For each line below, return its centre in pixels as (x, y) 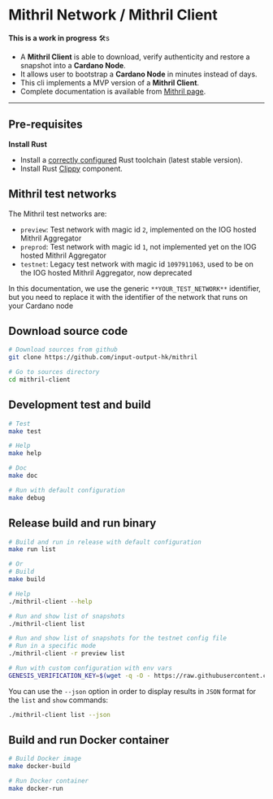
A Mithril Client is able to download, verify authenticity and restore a (135, 56)
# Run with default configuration (67, 490)
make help (25, 454)
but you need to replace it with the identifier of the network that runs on (128, 297)
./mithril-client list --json (60, 714)
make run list (32, 549)
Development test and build (80, 405)
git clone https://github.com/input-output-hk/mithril (103, 358)
